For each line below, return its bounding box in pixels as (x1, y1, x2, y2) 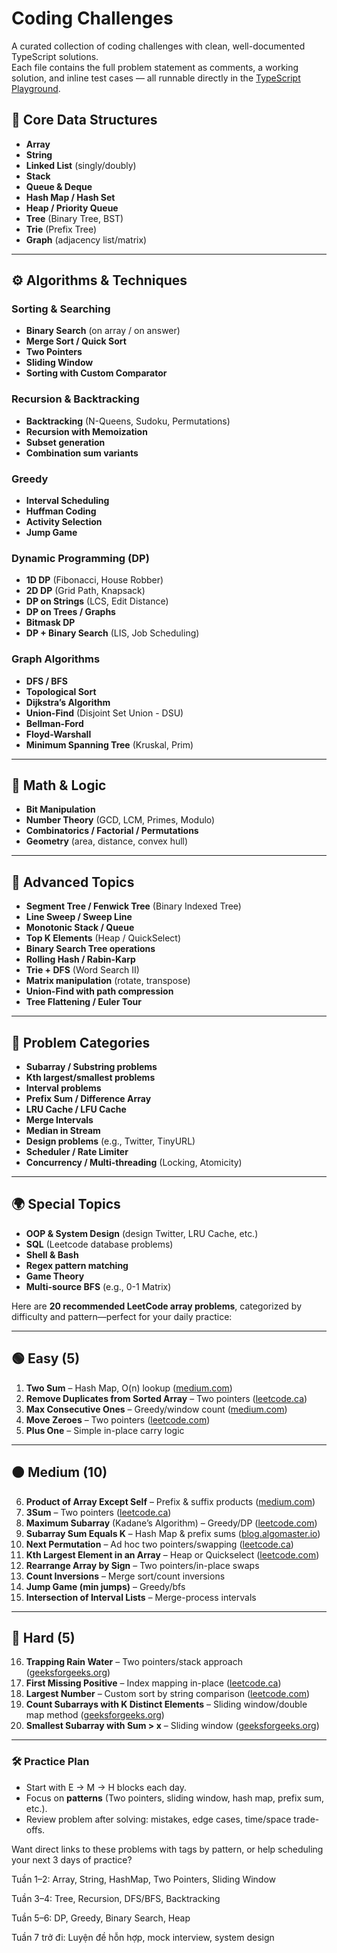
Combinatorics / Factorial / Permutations (25, 825, 199, 837)
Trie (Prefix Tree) (25, 223, 98, 235)
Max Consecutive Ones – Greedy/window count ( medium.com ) (25, 1403, 288, 1415)
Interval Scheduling (25, 495, 110, 507)
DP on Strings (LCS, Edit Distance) (25, 595, 169, 607)
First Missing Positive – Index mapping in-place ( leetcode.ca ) (25, 1677, 282, 1689)
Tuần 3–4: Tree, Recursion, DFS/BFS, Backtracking (11, 1892, 221, 1904)
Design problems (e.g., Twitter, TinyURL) (25, 1135, 196, 1147)
